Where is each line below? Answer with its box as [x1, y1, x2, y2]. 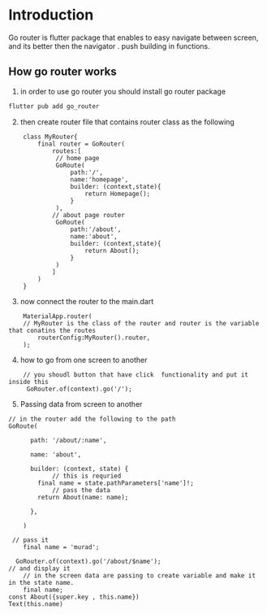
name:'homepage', [70, 175, 129, 184]
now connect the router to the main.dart [19, 296, 154, 306]
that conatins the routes [8, 326, 96, 334]
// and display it [8, 564, 71, 573]
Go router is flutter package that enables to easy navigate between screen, [8, 33, 259, 42]
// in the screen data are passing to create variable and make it [23, 571, 256, 579]
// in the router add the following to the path [8, 415, 176, 423]
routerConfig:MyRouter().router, [37, 334, 151, 342]
